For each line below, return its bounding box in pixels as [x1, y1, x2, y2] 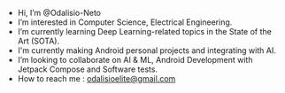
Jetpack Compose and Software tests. [17, 64, 158, 74]
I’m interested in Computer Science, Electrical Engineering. [17, 17, 233, 27]
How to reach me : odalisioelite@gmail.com [17, 74, 176, 83]
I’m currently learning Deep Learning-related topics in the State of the [17, 27, 272, 36]
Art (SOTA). [17, 35, 60, 46]
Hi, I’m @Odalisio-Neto [17, 8, 102, 18]
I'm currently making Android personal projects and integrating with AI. [17, 45, 276, 56]
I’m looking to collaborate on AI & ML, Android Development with [17, 55, 253, 65]
